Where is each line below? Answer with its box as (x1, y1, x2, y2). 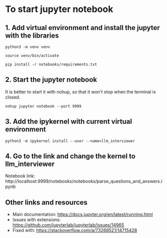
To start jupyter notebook (5, 3, 113, 15)
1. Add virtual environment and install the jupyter (5, 23, 160, 32)
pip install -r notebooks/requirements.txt (5, 62, 97, 67)
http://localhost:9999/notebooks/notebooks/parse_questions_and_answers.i (5, 178, 162, 184)
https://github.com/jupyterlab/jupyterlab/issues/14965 (12, 222, 124, 228)
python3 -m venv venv (5, 44, 50, 49)
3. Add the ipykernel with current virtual (5, 117, 132, 126)
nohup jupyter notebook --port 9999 (5, 103, 81, 108)
